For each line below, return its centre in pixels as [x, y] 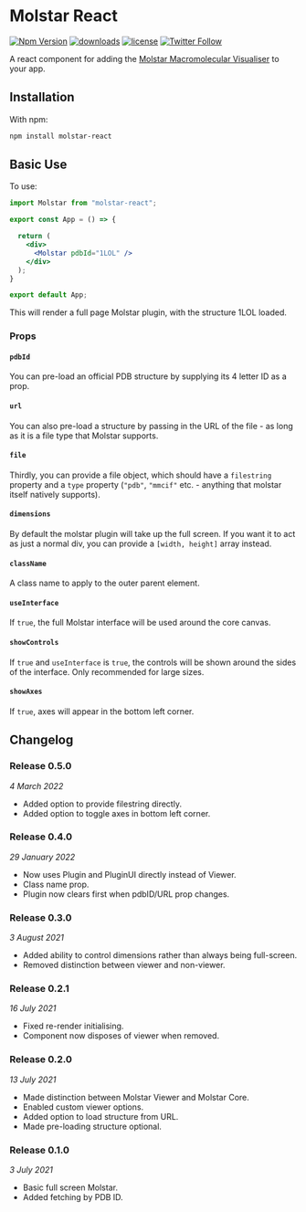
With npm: [29, 119]
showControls [34, 643]
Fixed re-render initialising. [73, 1026]
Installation [42, 97]
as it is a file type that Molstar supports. [84, 436]
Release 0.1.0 [40, 1150]
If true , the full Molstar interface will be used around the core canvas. [140, 623]
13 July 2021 [33, 1080]
